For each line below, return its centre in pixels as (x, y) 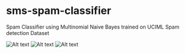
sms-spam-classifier (59, 11)
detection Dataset (28, 33)
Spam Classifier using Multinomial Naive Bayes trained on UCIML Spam (93, 27)
